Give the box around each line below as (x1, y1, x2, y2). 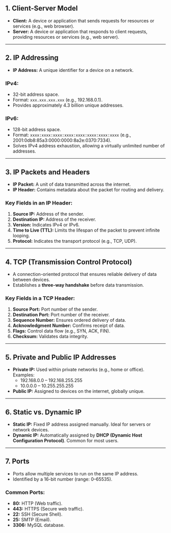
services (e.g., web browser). (12, 23, 75, 29)
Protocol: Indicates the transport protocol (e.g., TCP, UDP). (12, 238, 137, 244)
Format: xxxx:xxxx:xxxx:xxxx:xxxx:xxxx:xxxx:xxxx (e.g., (12, 132, 131, 138)
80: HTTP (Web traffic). (12, 500, 63, 506)
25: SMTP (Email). (12, 517, 51, 523)
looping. (12, 233, 30, 239)
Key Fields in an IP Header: (5, 199, 73, 206)
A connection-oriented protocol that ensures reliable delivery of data (12, 271, 157, 277)
